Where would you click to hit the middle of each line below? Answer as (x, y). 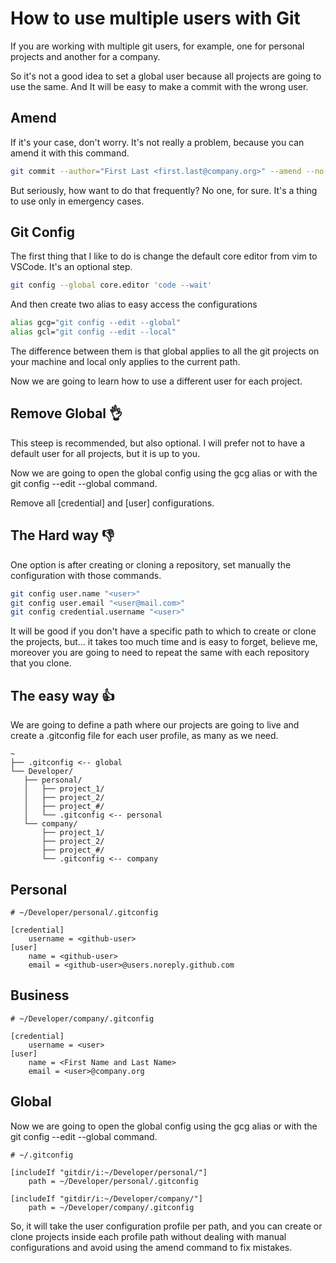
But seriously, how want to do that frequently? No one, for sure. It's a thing (164, 190)
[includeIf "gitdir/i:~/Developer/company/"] (106, 1198)
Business (40, 995)
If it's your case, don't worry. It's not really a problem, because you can (157, 142)
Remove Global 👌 (66, 413)
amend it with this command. (70, 153)
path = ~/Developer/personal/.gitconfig (113, 1181)
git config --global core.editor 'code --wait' (111, 285)
